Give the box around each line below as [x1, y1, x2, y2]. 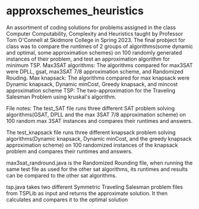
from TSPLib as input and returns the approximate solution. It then [6, 189, 168, 197]
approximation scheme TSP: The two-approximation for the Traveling [6, 87, 175, 94]
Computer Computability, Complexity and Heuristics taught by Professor [6, 30, 183, 37]
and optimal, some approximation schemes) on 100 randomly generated [6, 49, 182, 56]
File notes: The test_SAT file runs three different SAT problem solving [6, 104, 175, 112]
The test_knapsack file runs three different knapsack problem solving [6, 129, 176, 136]
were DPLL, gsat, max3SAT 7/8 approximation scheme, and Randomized [6, 68, 184, 75]
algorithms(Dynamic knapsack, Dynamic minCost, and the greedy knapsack [6, 135, 192, 142]
